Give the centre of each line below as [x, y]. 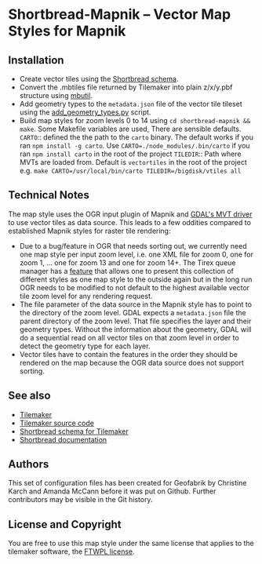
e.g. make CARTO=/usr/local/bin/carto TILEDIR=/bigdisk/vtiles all [130, 171]
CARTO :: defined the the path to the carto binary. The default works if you [136, 137]
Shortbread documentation [63, 439]
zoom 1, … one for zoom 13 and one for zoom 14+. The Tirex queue [127, 262]
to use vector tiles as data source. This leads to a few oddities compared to [129, 222]
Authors [29, 464]
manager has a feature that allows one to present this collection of [126, 271]
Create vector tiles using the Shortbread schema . [99, 79]
